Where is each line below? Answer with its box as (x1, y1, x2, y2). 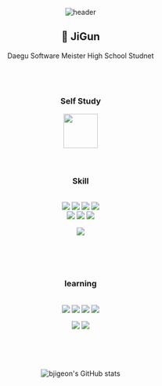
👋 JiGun (61, 30, 100, 43)
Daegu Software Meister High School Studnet (7, 51, 154, 60)
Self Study (59, 95, 102, 106)
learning (64, 279, 97, 289)
